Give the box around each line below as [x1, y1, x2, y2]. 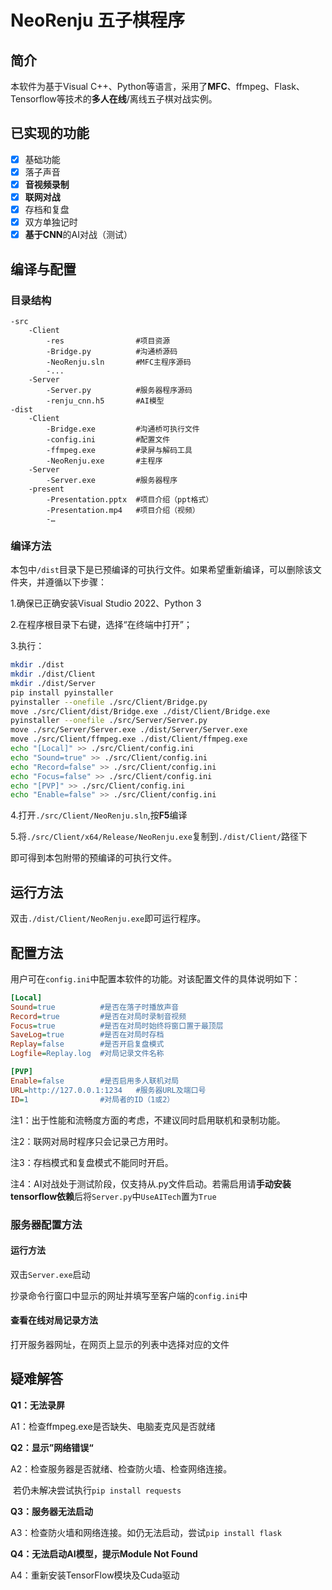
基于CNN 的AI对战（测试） [24, 229, 133, 241]
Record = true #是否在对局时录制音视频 [10, 1011, 187, 1021]
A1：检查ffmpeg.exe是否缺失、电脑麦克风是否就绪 [10, 1420, 216, 1432]
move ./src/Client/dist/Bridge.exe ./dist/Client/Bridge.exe [10, 706, 271, 716]
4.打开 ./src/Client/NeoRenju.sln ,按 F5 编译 [10, 809, 188, 821]
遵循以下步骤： [44, 576, 107, 588]
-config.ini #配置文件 [46, 434, 171, 445]
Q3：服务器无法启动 [10, 1505, 93, 1517]
